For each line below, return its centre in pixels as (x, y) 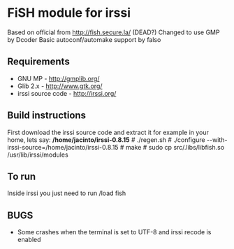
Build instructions (46, 116)
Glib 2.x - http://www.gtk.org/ (60, 86)
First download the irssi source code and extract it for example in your (108, 132)
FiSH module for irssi (69, 13)
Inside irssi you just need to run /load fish (67, 193)
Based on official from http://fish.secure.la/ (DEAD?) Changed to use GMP (114, 32)
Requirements (38, 62)
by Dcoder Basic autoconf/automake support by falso (84, 39)
